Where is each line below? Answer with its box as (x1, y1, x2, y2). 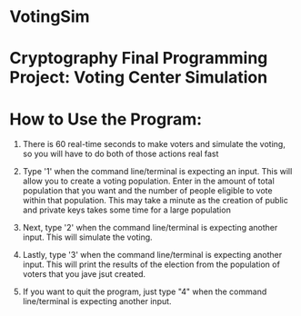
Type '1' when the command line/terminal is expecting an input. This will (22, 166, 293, 177)
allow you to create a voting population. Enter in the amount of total (22, 175, 275, 187)
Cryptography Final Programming (9, 48, 268, 69)
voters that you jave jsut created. (22, 269, 146, 280)
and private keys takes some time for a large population (22, 204, 232, 215)
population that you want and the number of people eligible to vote (22, 185, 273, 196)
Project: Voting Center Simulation (9, 67, 268, 88)
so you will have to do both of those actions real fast (22, 148, 219, 160)
